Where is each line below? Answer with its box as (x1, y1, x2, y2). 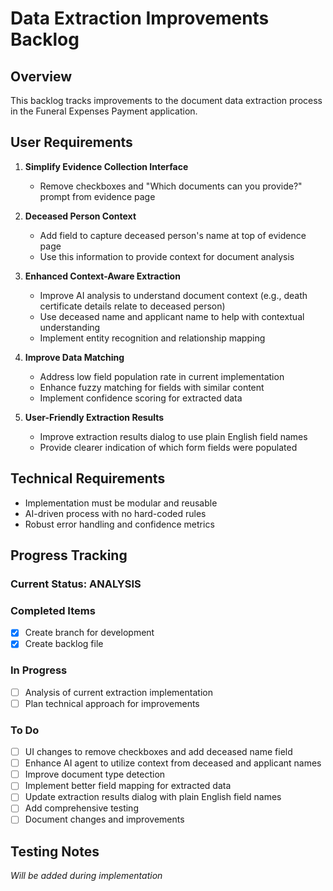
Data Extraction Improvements (10, 7, 270, 30)
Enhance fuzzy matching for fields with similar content (39, 381, 265, 393)
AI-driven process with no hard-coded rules (24, 507, 207, 519)
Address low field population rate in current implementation (39, 370, 285, 382)
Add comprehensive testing (24, 802, 139, 814)
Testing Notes (10, 843, 100, 860)
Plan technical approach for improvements (24, 697, 200, 709)
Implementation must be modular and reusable (24, 497, 218, 509)
